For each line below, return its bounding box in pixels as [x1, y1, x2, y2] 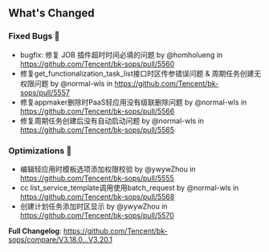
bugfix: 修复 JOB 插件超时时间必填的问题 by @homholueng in [19, 50, 223, 60]
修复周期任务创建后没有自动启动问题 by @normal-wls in [19, 116, 205, 126]
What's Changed [8, 6, 95, 20]
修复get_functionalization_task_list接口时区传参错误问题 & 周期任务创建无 [19, 68, 262, 78]
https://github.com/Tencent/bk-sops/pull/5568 [19, 192, 175, 201]
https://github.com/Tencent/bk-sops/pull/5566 [19, 106, 175, 116]
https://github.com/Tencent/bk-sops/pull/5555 [19, 173, 174, 183]
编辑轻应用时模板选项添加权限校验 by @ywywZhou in [19, 164, 196, 174]
